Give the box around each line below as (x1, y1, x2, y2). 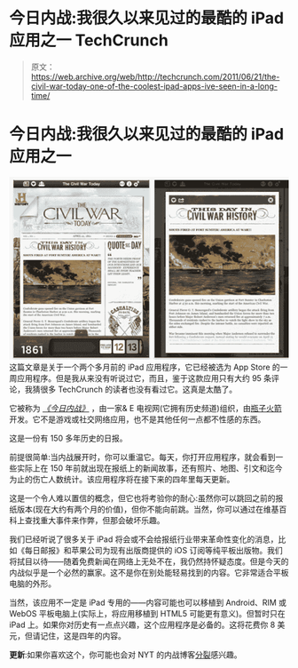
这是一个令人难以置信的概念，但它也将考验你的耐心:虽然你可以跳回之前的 (9, 492, 277, 503)
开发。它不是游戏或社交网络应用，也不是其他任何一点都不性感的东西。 (9, 414, 266, 425)
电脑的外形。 (9, 578, 56, 589)
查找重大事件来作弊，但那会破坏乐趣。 (24, 514, 165, 525)
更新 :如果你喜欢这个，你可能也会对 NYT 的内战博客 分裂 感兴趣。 (9, 649, 242, 660)
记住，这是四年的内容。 (39, 630, 126, 640)
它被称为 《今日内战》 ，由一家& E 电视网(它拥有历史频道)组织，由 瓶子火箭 (9, 402, 282, 413)
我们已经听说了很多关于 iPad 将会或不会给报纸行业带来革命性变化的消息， (9, 534, 278, 545)
